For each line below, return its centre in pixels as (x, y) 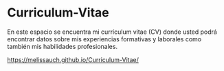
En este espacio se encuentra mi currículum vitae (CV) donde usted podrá (112, 32)
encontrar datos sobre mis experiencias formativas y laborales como (104, 39)
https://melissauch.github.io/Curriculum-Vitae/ (73, 59)
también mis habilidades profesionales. (63, 46)
